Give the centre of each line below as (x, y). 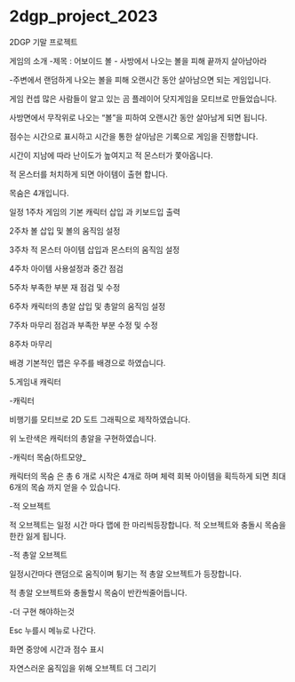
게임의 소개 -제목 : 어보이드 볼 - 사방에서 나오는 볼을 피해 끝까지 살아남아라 (138, 60)
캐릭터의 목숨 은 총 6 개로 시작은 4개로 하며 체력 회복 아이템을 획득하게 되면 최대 (147, 476)
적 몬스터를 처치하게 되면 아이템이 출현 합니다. (89, 174)
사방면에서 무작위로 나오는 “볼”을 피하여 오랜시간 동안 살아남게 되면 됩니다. (138, 117)
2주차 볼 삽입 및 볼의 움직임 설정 (65, 230)
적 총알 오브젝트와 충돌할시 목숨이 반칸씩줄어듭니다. (98, 592)
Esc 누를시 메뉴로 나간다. (52, 630)
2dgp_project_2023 (84, 16)
